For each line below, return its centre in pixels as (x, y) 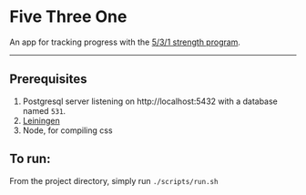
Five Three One (68, 17)
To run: (30, 159)
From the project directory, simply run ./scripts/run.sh (114, 180)
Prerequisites (48, 79)
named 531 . (44, 110)
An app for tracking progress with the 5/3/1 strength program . (125, 42)
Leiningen (41, 120)
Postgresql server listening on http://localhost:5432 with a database (150, 101)
